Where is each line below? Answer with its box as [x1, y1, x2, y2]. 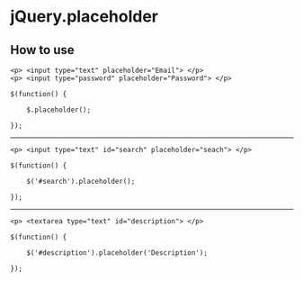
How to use [10, 42, 75, 58]
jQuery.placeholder [10, 6, 158, 27]
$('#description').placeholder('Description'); [26, 249, 208, 258]
